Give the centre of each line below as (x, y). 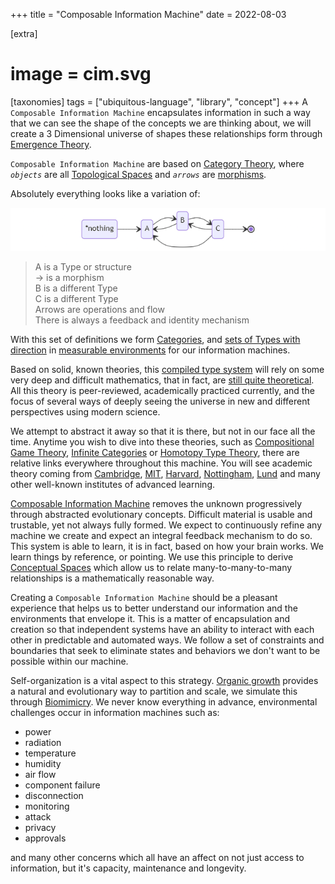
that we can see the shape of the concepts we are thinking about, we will (161, 123)
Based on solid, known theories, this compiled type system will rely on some (167, 369)
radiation (43, 742)
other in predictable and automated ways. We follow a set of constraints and (167, 640)
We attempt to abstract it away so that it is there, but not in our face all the (163, 431)
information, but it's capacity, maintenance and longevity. (128, 868)
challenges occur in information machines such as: (115, 712)
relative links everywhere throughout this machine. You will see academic (161, 463)
